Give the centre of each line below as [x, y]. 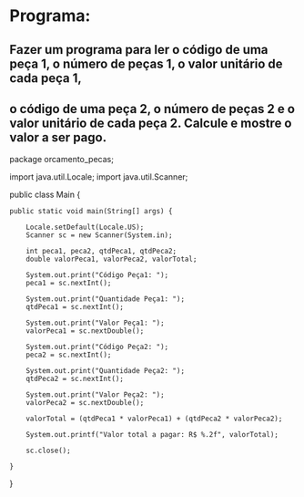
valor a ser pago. [58, 137]
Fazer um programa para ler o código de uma [139, 50]
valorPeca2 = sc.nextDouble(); [85, 403]
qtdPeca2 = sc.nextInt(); [75, 379]
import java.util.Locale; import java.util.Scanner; [99, 177]
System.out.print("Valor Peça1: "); [96, 323]
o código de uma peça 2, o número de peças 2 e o [152, 109]
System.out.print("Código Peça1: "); [97, 275]
